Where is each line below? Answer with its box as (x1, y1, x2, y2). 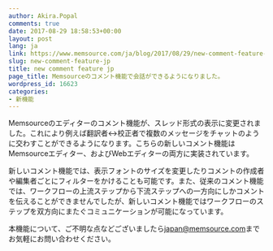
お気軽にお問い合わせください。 (8, 234, 115, 244)
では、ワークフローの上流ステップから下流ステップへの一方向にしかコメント (8, 186, 265, 196)
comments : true (8, 19, 60, 28)
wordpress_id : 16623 (8, 80, 79, 88)
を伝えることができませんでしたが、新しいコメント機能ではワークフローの (8, 197, 258, 206)
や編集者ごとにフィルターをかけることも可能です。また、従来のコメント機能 (8, 176, 264, 186)
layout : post (8, 34, 53, 43)
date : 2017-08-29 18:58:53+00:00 (8, 27, 122, 35)
